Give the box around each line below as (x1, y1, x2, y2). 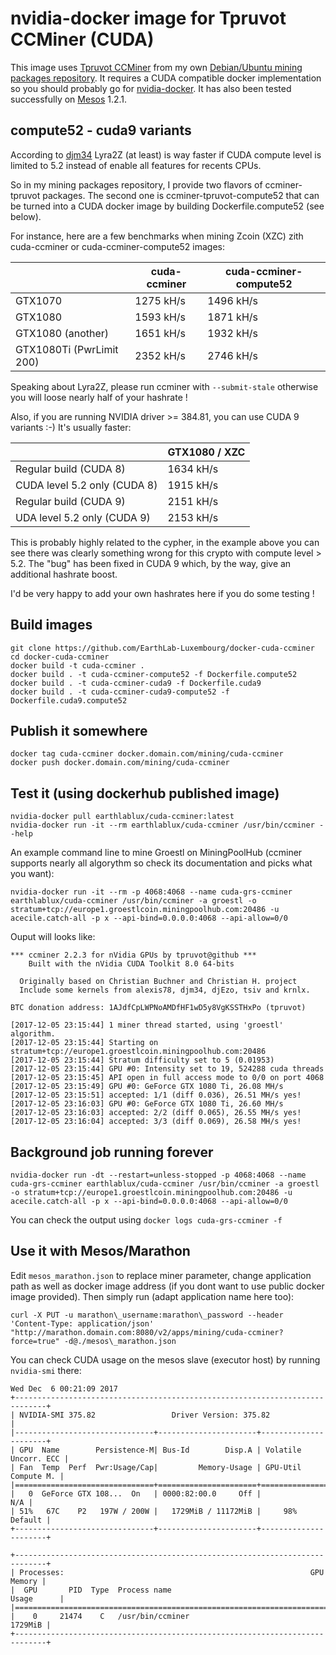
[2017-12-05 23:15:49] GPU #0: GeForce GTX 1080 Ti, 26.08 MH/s (10, 1082, 284, 1092)
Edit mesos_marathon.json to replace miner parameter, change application (10, 1269, 312, 1281)
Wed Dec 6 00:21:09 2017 (10, 1383, 118, 1394)
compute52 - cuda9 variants (10, 122, 192, 139)
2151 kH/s (167, 494, 219, 508)
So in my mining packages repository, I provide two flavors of (10, 178, 263, 191)
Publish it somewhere (10, 722, 148, 739)
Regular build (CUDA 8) (15, 462, 126, 476)
